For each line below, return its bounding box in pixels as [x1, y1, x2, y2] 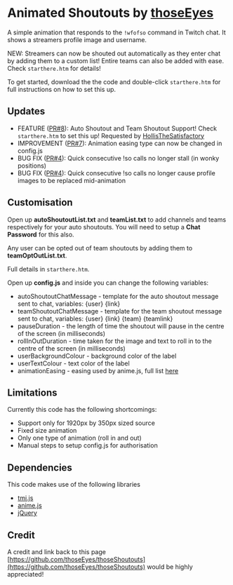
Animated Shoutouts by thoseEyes [7, 5, 214, 21]
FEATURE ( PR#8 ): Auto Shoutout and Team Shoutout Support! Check [17, 124, 218, 133]
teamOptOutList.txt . [7, 251, 67, 260]
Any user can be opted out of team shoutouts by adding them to [7, 243, 193, 252]
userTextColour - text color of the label [17, 359, 130, 368]
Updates [7, 105, 46, 117]
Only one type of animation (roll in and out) [17, 433, 142, 443]
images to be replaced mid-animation [17, 176, 126, 184]
